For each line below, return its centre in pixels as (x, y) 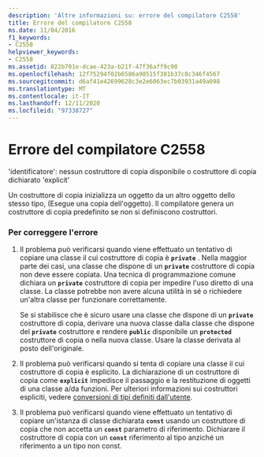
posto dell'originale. (52, 348)
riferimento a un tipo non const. (71, 446)
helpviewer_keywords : (44, 52)
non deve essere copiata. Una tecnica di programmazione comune (128, 275)
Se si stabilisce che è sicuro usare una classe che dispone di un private (136, 315)
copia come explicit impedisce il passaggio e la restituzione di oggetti (135, 381)
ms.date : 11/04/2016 (42, 30)
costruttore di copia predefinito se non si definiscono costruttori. (113, 212)
